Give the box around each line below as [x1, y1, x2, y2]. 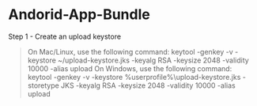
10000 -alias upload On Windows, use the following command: [27, 63, 232, 73]
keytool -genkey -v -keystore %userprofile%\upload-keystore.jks [27, 72, 241, 81]
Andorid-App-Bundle [8, 6, 150, 24]
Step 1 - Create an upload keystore [8, 32, 121, 41]
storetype [27, 81, 59, 90]
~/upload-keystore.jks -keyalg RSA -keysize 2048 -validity [58, 55, 249, 65]
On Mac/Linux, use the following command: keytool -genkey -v [27, 47, 233, 56]
